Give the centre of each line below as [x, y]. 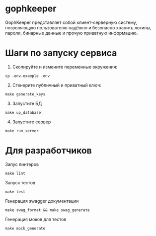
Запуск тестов [20, 182]
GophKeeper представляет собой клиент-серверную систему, [71, 22]
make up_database [23, 112]
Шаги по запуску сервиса [61, 53]
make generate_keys [25, 94]
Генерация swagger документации [42, 201]
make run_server [22, 131]
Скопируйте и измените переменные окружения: [65, 67]
